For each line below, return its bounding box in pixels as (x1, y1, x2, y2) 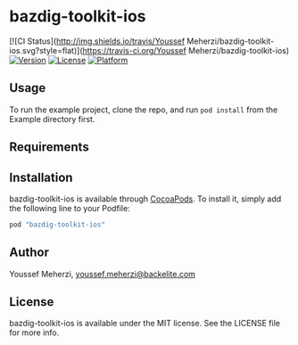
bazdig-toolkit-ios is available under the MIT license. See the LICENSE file (9, 318, 281, 329)
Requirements (9, 140, 89, 155)
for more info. (9, 327, 60, 338)
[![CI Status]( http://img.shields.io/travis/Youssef (9, 36, 186, 46)
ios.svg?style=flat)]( (9, 45, 83, 55)
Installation (9, 169, 73, 185)
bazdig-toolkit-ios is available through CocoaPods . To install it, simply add (9, 193, 282, 204)
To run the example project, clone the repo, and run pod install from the (9, 104, 278, 115)
